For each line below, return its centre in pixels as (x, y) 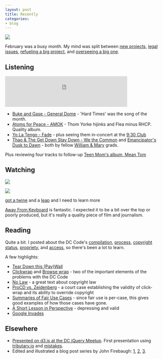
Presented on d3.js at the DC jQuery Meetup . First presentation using (81, 340)
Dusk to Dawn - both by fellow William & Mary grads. (65, 145)
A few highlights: (22, 257)
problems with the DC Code (40, 277)
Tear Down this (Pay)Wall (38, 266)
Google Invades (28, 313)
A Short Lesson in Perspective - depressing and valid (66, 308)
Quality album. (27, 129)
